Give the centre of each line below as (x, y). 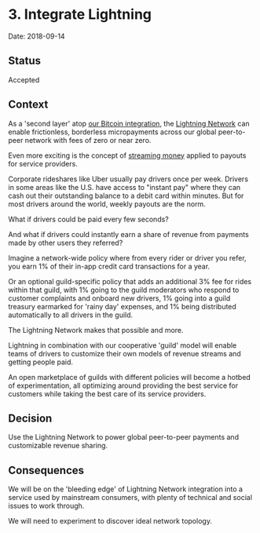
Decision (30, 418)
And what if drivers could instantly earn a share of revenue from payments (128, 234)
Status (25, 61)
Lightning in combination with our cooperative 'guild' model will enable (123, 345)
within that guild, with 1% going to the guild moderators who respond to (124, 290)
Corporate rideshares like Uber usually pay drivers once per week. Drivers (128, 179)
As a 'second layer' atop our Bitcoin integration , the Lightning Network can (129, 123)
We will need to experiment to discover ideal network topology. (110, 521)
